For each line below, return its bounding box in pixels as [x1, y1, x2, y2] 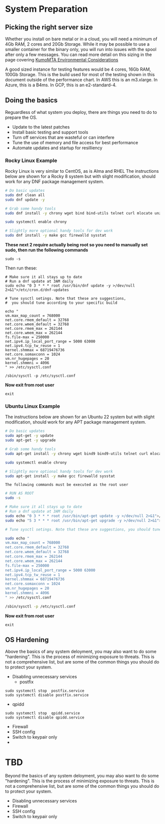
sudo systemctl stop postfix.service [5, 689, 84, 693]
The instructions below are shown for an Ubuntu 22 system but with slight [5, 414, 155, 420]
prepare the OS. [5, 114, 38, 120]
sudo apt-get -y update [5, 433, 54, 438]
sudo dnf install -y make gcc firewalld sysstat [5, 233, 107, 238]
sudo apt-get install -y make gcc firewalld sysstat [5, 474, 115, 478]
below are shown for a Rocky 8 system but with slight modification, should [5, 173, 156, 180]
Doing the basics [5, 96, 58, 105]
